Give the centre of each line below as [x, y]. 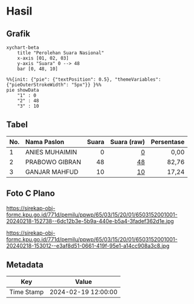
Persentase [168, 142]
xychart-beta [23, 47]
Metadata [25, 265]
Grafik [18, 34]
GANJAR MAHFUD [52, 171]
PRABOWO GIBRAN [53, 162]
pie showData [23, 90]
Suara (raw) [128, 142]
